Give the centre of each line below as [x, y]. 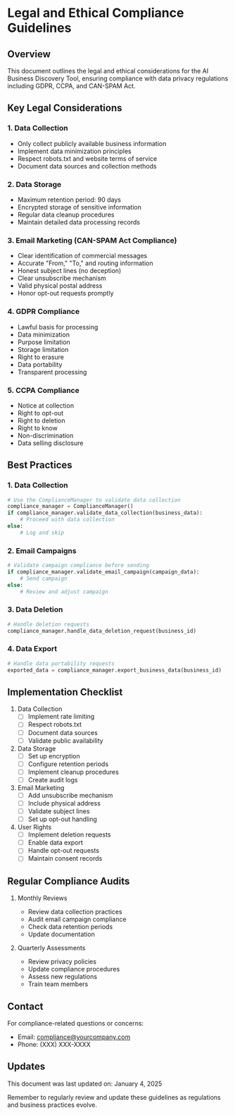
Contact [25, 1006]
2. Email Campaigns [42, 550]
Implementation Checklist [65, 692]
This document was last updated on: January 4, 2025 [85, 1084]
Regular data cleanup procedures [66, 214]
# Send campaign [44, 578]
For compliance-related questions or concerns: [76, 1024]
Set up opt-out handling [62, 819]
